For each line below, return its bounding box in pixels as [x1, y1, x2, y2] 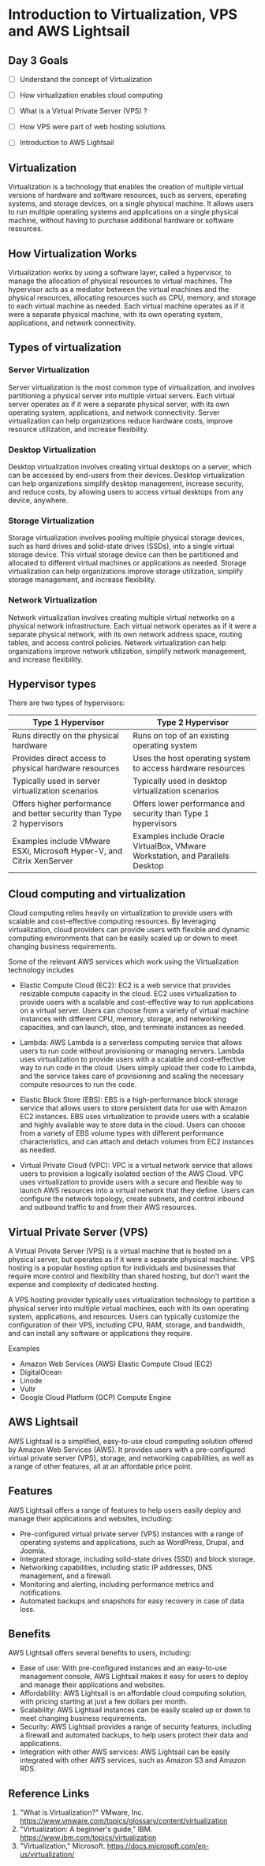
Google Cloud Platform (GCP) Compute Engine [19, 1392, 172, 1401]
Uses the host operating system [132, 753, 251, 764]
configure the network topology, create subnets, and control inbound [19, 1194, 244, 1204]
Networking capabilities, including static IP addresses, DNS [19, 1562, 213, 1572]
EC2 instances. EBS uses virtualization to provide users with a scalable [19, 1112, 250, 1121]
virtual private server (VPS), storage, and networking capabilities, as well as [8, 1453, 255, 1462]
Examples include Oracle [132, 830, 225, 842]
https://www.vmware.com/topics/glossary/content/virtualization [19, 1816, 228, 1826]
